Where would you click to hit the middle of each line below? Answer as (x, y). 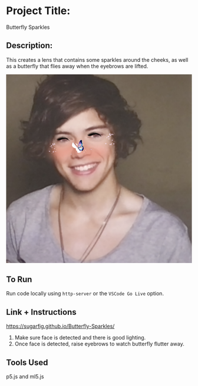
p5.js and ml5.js (25, 377)
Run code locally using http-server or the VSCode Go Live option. (85, 294)
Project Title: (38, 11)
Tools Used (27, 362)
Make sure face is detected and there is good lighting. (80, 338)
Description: (29, 46)
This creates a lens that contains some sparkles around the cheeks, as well (97, 59)
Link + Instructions (41, 312)
